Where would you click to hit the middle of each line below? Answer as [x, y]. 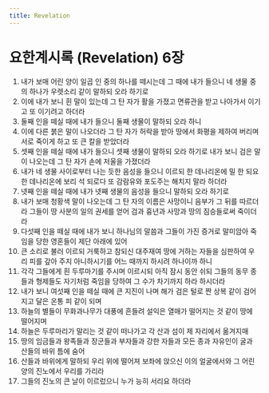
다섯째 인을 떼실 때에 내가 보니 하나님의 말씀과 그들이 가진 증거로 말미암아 [134, 231]
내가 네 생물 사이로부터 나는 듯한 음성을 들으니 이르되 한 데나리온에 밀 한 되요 [140, 171]
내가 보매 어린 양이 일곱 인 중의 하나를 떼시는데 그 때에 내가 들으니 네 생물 [134, 81]
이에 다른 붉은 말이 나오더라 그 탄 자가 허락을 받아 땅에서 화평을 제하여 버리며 [140, 131]
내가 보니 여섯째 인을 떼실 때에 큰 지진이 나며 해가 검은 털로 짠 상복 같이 [131, 291]
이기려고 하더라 [61, 111]
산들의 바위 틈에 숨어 [53, 351]
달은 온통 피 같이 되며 [69, 301]
